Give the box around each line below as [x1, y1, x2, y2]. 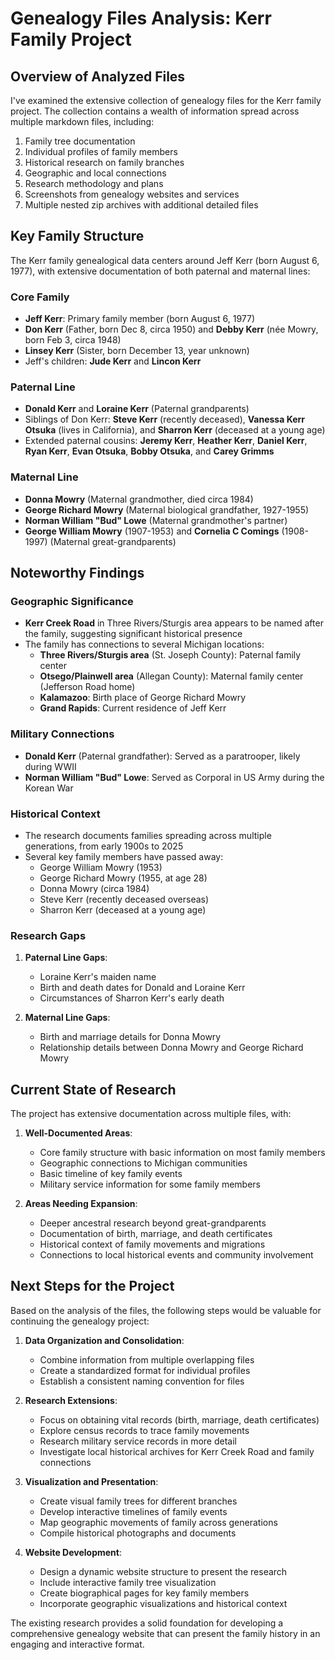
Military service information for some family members [39, 1178, 261, 1191]
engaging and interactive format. [10, 1638, 145, 1650]
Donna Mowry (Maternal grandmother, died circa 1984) [24, 493, 254, 505]
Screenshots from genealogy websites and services [24, 188, 240, 200]
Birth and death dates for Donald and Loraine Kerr [39, 982, 246, 994]
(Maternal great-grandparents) [49, 535, 177, 547]
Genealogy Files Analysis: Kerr [10, 7, 272, 30]
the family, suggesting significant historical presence [24, 628, 243, 640]
